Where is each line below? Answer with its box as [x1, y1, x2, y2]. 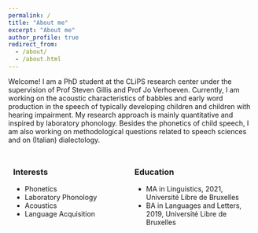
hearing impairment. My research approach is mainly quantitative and [8, 110, 234, 119]
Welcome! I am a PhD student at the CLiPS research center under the [8, 76, 232, 86]
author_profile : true [8, 33, 79, 42]
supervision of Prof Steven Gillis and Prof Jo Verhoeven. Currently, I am [8, 85, 240, 94]
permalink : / [8, 11, 51, 20]
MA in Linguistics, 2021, [146, 184, 223, 194]
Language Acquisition [24, 209, 96, 219]
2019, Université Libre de [146, 209, 227, 219]
